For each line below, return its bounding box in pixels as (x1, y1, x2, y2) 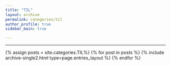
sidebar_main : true (5, 26, 47, 31)
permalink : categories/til (5, 17, 63, 22)
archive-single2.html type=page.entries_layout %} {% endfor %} (5, 55, 141, 61)
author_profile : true (5, 21, 51, 27)
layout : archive (5, 12, 40, 17)
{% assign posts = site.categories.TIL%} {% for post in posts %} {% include (5, 49, 164, 56)
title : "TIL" (5, 7, 33, 13)
